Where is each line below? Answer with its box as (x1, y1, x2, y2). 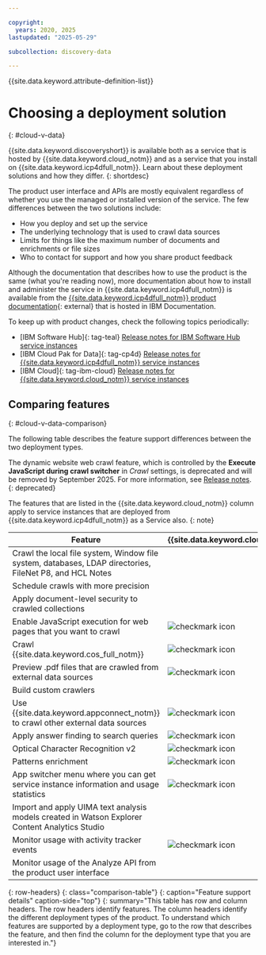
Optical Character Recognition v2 (12, 743, 136, 754)
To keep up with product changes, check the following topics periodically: (8, 317, 249, 326)
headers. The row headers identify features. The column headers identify (8, 904, 248, 914)
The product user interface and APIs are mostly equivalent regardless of (8, 187, 244, 196)
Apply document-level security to (12, 593, 139, 604)
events (12, 845, 37, 855)
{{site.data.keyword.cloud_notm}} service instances (19, 375, 190, 384)
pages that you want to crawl (12, 626, 120, 637)
